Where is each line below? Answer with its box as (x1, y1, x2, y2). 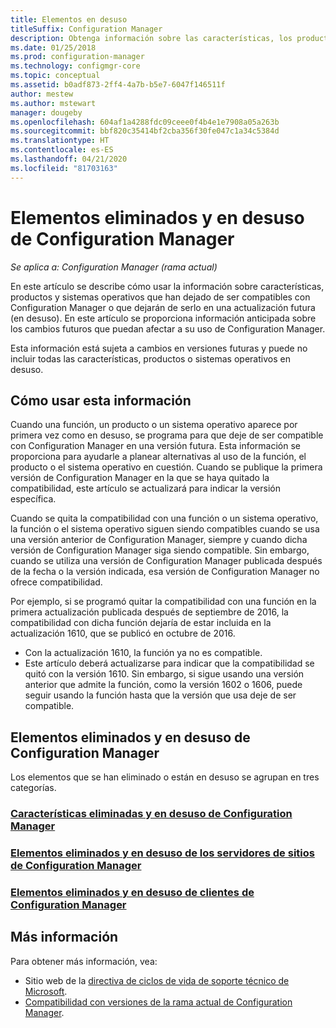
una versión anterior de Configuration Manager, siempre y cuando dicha (10, 534, 308, 546)
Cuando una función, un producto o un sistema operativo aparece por (10, 419, 298, 431)
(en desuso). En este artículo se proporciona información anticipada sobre (10, 312, 317, 324)
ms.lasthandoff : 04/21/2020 (10, 154, 128, 164)
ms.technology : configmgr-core (10, 61, 141, 71)
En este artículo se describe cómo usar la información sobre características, (10, 280, 325, 292)
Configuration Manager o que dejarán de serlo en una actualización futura (10, 301, 316, 313)
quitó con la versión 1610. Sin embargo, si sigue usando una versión (24, 668, 305, 680)
